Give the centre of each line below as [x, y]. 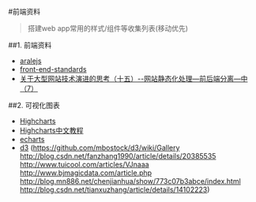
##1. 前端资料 [30, 45]
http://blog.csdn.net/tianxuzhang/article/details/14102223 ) [115, 189]
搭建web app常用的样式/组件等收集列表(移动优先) [107, 28]
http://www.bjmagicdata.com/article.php [86, 173]
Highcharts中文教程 [51, 130]
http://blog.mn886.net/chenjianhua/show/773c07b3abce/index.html [130, 181]
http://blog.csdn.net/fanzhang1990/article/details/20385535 [118, 156]
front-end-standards [53, 69]
